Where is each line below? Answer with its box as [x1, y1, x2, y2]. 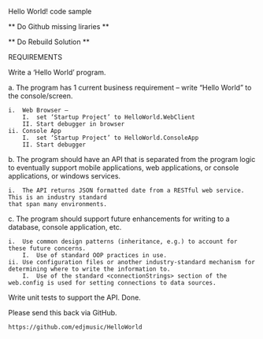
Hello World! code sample [8, 7, 92, 16]
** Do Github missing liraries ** [8, 22, 109, 31]
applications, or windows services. [8, 171, 120, 180]
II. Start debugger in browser [22, 120, 125, 128]
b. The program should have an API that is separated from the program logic [8, 155, 256, 164]
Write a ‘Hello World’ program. [8, 68, 106, 77]
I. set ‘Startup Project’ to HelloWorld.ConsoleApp [22, 134, 199, 142]
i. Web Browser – [8, 106, 69, 114]
